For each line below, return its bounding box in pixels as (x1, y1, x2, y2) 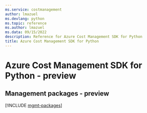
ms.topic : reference (5, 20, 47, 26)
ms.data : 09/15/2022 (5, 30, 47, 35)
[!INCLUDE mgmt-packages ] (5, 102, 62, 108)
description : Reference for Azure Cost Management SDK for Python (5, 35, 143, 39)
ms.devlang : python (5, 16, 45, 21)
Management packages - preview (5, 90, 110, 98)
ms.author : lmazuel (5, 25, 45, 30)
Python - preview (5, 70, 76, 81)
